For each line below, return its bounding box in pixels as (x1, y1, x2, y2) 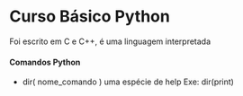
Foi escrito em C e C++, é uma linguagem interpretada (9, 36, 211, 47)
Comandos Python (9, 57, 81, 67)
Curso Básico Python (9, 6, 171, 27)
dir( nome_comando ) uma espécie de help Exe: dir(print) (22, 76, 234, 87)
